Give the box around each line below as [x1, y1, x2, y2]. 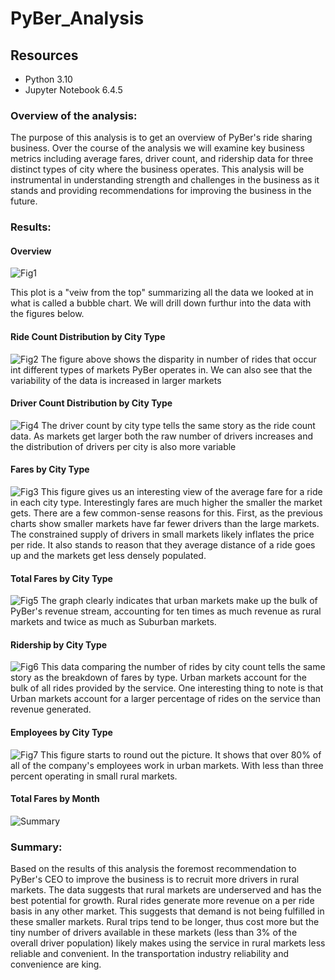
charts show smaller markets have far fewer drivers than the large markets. [10, 518, 320, 530]
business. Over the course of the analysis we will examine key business [10, 142, 305, 154]
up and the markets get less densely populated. [10, 550, 207, 562]
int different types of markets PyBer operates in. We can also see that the [10, 363, 313, 376]
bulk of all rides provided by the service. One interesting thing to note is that [10, 682, 324, 694]
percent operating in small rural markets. [10, 770, 178, 782]
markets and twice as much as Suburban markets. [10, 616, 217, 628]
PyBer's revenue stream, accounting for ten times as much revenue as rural [10, 605, 322, 617]
